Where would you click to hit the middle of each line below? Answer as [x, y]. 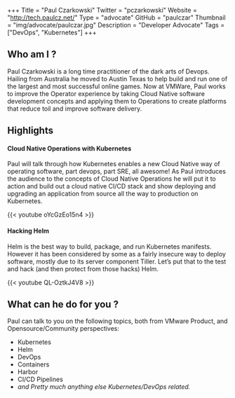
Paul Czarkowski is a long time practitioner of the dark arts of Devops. [108, 71]
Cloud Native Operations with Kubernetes [69, 148]
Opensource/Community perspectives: [63, 329]
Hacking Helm [28, 231]
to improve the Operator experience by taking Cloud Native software [106, 93]
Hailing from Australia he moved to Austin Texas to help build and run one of [117, 78]
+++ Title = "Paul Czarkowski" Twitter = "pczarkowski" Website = [102, 10]
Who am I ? [32, 54]
